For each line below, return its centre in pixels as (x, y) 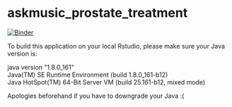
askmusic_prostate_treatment (98, 13)
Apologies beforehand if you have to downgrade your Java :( (96, 96)
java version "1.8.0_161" (41, 67)
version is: (22, 53)
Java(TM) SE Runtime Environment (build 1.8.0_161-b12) (88, 75)
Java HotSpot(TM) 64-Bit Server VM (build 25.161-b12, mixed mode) (106, 82)
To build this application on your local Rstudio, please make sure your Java (116, 46)
